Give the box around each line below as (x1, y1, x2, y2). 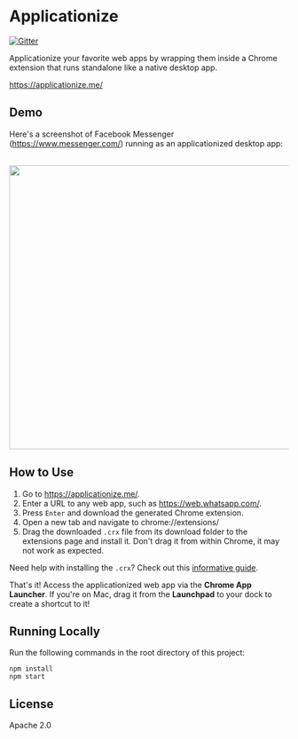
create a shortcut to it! (9, 598, 90, 609)
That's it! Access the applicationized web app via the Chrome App (9, 579, 253, 590)
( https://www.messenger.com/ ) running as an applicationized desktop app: (9, 138, 284, 148)
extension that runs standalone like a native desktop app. (9, 62, 218, 73)
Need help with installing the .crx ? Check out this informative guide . (9, 562, 259, 573)
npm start (9, 672, 46, 681)
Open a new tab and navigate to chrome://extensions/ (21, 516, 220, 527)
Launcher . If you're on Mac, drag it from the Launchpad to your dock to (9, 588, 272, 600)
